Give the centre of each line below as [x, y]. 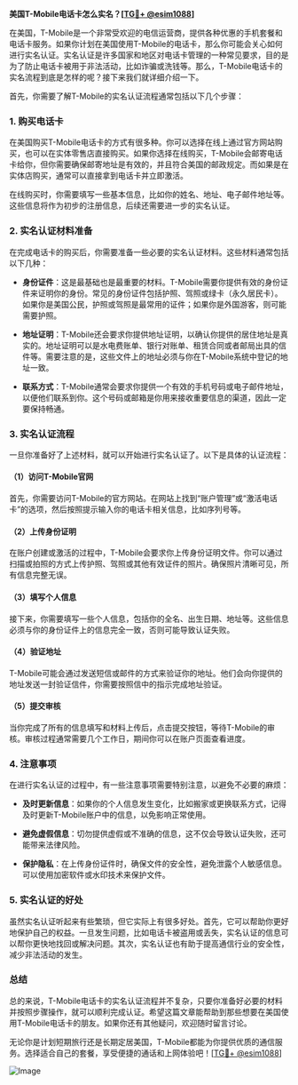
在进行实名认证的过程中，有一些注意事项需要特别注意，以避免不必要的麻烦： [149, 785]
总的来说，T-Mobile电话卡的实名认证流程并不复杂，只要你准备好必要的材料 [146, 1001]
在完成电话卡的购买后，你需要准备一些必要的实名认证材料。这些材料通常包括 [149, 251]
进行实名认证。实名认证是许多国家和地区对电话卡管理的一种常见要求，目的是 [149, 55]
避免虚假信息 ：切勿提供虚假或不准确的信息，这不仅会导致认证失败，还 [150, 834]
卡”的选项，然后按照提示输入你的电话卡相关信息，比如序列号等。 [128, 509]
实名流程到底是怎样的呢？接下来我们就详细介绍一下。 [106, 77]
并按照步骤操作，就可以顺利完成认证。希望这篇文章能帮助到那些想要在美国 [145, 1011]
